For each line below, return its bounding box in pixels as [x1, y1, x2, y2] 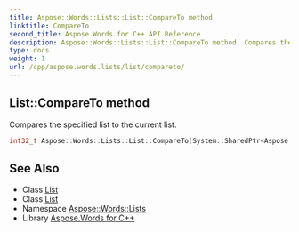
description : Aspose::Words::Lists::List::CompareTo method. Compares [9, 37, 277, 47]
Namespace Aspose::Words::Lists [21, 204, 147, 214]
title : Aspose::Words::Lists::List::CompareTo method [9, 12, 214, 22]
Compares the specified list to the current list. [9, 119, 177, 130]
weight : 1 [9, 54, 46, 63]
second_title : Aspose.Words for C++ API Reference [9, 29, 201, 38]
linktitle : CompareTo [9, 21, 90, 30]
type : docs [9, 46, 50, 55]
